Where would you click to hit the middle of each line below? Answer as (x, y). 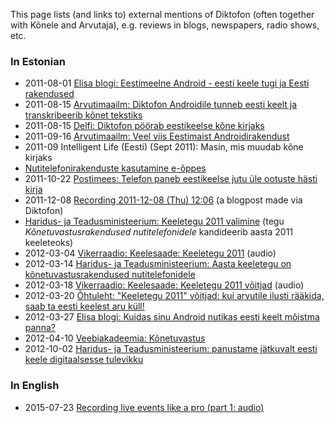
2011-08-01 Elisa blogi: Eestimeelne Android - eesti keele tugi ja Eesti (167, 83)
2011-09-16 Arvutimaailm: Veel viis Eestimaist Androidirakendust (157, 136)
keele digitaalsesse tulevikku (84, 360)
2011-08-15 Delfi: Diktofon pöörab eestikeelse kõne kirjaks (144, 126)
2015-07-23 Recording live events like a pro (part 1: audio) (144, 407)
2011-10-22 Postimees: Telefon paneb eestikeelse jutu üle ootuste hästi (171, 179)
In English (35, 386)
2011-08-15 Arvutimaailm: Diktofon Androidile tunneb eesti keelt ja (161, 105)
